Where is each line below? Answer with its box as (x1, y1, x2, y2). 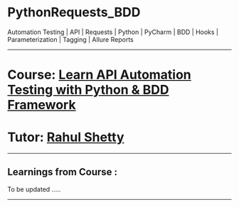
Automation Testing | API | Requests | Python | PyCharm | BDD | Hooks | (7, 28, 219, 36)
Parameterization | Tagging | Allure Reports (7, 35, 134, 43)
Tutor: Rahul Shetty (7, 129, 124, 145)
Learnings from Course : (7, 166, 118, 178)
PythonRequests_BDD (7, 4, 141, 21)
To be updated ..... (7, 185, 61, 194)
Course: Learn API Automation (7, 67, 192, 83)
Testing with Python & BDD (7, 82, 169, 98)
